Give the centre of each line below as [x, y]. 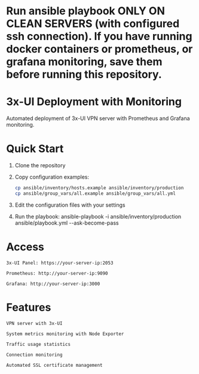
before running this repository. [84, 74]
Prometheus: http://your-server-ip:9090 [57, 273]
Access [25, 247]
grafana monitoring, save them [84, 62]
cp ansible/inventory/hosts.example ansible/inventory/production [99, 188]
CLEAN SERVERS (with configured [93, 24]
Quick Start [35, 149]
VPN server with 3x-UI [34, 323]
